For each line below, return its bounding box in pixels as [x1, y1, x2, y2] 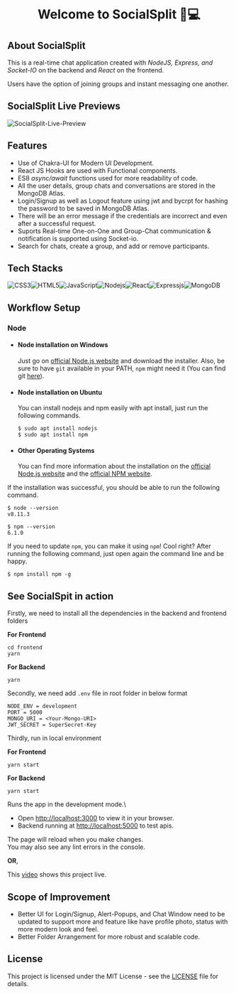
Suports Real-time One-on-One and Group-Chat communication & [17, 226, 211, 235]
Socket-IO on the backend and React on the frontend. [7, 66, 164, 74]
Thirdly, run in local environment [7, 734, 101, 742]
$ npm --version [7, 523, 55, 530]
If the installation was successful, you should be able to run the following [7, 483, 220, 492]
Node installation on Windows [17, 341, 108, 349]
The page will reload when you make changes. [7, 835, 144, 844]
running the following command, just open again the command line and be [7, 550, 225, 558]
